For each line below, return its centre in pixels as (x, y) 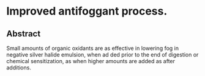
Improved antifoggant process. (87, 11)
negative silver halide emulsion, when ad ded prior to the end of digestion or (102, 55)
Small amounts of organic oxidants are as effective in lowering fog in (93, 48)
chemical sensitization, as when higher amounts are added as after (91, 61)
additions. (19, 67)
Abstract (24, 34)
